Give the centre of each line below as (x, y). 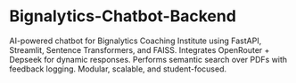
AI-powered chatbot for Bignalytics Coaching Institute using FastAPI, (136, 41)
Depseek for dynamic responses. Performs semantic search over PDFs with (148, 59)
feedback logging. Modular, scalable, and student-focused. (118, 69)
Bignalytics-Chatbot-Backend (123, 16)
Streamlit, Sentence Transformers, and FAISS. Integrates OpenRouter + (140, 49)
